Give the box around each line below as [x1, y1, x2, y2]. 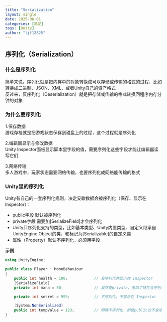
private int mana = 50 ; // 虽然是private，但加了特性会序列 [14, 285, 161, 290]
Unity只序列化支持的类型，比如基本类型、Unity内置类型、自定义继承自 [12, 225, 157, 231]
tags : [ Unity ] [5, 26, 35, 31]
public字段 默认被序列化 [12, 212, 61, 218]
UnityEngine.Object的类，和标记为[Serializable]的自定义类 [12, 231, 132, 237]
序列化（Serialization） [5, 50, 78, 59]
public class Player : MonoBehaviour [5, 267, 83, 272]
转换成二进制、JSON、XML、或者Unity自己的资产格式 [5, 85, 116, 91]
